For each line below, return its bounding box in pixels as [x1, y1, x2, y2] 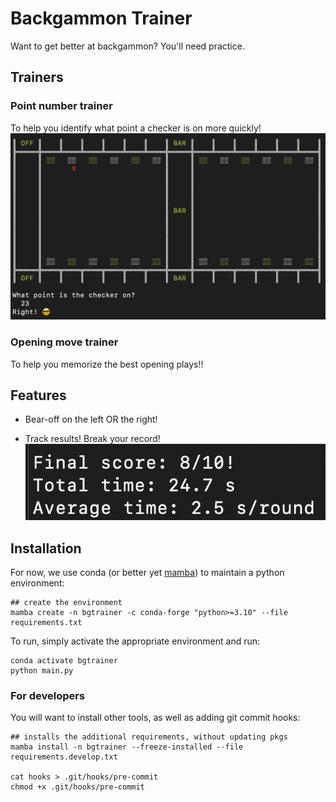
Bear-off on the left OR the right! [24, 413, 158, 426]
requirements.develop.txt [10, 752, 118, 762]
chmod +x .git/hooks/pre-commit [10, 782, 145, 792]
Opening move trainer [10, 335, 119, 349]
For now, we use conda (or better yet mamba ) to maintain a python [10, 566, 285, 578]
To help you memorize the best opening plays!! [10, 358, 204, 370]
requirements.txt [10, 617, 83, 627]
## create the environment [10, 597, 123, 607]
